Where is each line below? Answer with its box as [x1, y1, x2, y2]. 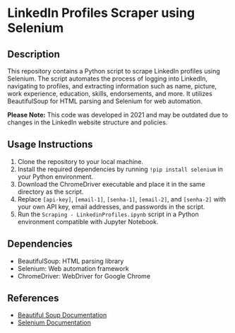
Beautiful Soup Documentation [17, 311, 107, 320]
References [7, 292, 59, 305]
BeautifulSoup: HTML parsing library [17, 257, 124, 265]
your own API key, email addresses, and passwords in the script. [17, 202, 205, 211]
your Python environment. [17, 172, 94, 181]
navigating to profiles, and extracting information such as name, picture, [7, 82, 217, 90]
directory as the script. [17, 187, 84, 196]
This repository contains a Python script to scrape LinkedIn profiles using [7, 67, 220, 75]
